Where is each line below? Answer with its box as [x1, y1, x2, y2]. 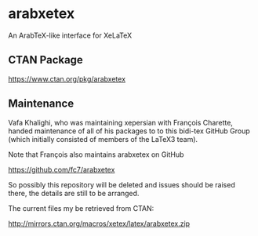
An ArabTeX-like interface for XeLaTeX [8, 31, 133, 40]
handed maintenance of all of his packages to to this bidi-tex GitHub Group [8, 126, 251, 136]
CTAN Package [8, 53, 84, 67]
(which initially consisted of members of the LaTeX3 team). [8, 134, 198, 143]
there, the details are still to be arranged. [8, 188, 140, 198]
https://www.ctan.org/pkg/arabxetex [8, 74, 126, 83]
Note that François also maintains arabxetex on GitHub [8, 150, 184, 159]
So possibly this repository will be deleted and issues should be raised [8, 180, 235, 189]
